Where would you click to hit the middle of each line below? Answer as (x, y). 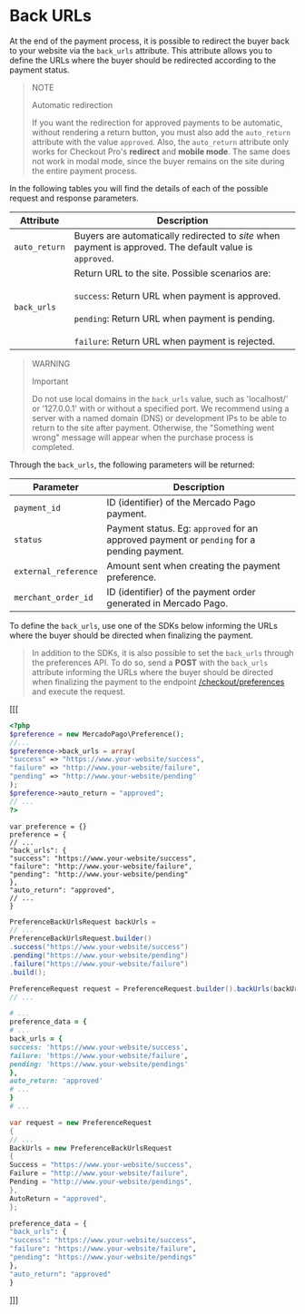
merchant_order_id (54, 597)
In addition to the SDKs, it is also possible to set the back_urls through (162, 652)
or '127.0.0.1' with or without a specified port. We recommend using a (160, 408)
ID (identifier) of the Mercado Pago (181, 502)
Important (50, 381)
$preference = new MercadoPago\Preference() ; (97, 734)
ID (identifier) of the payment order (181, 592)
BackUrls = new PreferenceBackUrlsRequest (91, 1148)
